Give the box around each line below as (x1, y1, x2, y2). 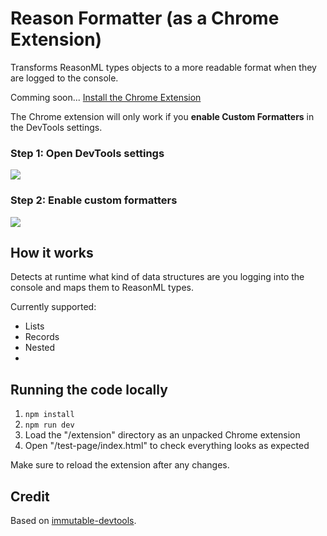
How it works (10, 244, 94, 261)
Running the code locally (10, 381, 168, 398)
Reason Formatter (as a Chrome (10, 7, 280, 30)
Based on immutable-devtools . (10, 514, 137, 526)
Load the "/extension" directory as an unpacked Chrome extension (24, 429, 301, 441)
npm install (24, 410, 75, 420)
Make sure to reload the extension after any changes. (10, 459, 230, 471)
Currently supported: (10, 301, 97, 313)
